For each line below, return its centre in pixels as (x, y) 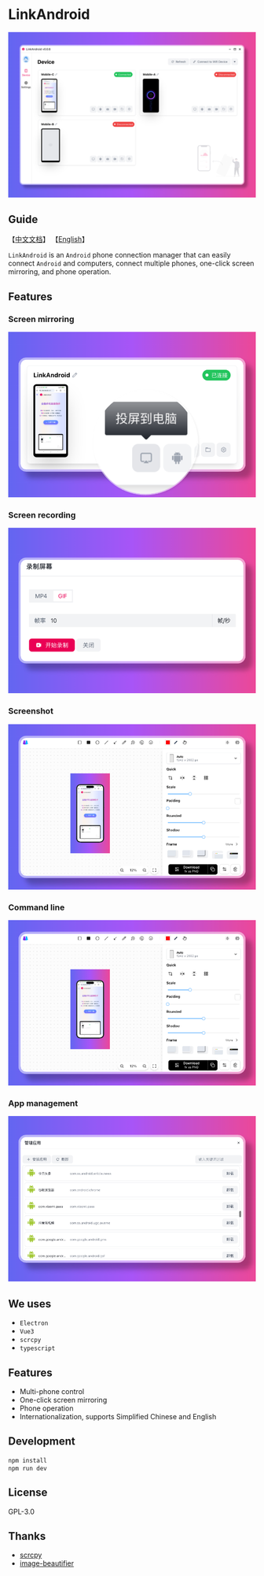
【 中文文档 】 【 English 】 (48, 239)
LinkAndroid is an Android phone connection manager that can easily (119, 255)
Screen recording (42, 515)
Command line (37, 907)
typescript (37, 1348)
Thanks (27, 1536)
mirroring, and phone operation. (60, 272)
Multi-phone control (52, 1391)
